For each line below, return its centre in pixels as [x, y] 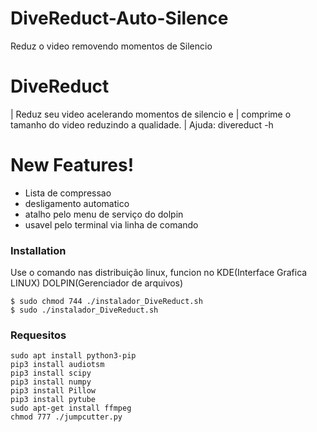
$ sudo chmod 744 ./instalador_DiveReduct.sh [106, 302]
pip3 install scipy [51, 373]
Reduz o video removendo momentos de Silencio [111, 46]
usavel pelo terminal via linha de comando [111, 224]
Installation [38, 250]
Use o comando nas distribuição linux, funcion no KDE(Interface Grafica [159, 273]
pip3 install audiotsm [57, 365]
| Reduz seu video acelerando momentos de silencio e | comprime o [151, 114]
